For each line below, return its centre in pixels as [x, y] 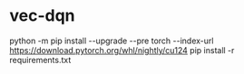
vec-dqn [42, 16]
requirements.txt [40, 60]
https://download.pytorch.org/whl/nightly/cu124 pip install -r [122, 50]
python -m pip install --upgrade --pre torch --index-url [112, 41]
